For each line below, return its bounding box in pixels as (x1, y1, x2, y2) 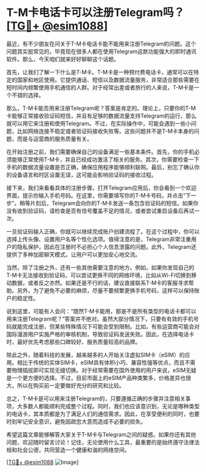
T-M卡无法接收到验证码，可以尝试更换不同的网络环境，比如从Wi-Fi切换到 (6, 271, 192, 279)
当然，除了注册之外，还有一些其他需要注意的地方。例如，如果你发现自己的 (6, 264, 194, 271)
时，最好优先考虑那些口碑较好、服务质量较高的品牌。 (6, 338, 141, 345)
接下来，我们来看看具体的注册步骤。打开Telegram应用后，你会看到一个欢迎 (6, 184, 197, 191)
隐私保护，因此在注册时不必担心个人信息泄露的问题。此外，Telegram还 (17, 243, 197, 250)
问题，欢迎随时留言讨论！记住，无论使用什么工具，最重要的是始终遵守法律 (6, 438, 194, 446)
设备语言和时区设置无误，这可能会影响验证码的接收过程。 (11, 171, 157, 178)
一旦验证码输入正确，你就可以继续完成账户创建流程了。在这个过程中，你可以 (6, 227, 200, 235)
